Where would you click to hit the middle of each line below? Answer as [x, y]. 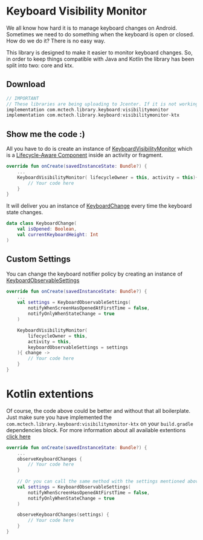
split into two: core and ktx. [40, 65]
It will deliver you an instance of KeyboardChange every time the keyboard [99, 206]
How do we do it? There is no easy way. [56, 41]
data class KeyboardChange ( [42, 223]
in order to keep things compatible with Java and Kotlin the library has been [100, 59]
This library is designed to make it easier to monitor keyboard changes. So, [99, 52]
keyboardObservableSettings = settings [78, 347]
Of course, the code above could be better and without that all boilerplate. [98, 410]
